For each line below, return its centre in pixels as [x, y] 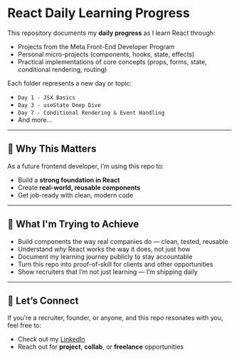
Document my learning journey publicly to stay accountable [105, 256]
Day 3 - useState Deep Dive [59, 105]
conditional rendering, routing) [62, 69]
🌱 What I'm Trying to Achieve [73, 224]
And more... [35, 120]
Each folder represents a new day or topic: [70, 83]
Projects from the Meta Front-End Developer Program [96, 46]
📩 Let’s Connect [43, 301]
